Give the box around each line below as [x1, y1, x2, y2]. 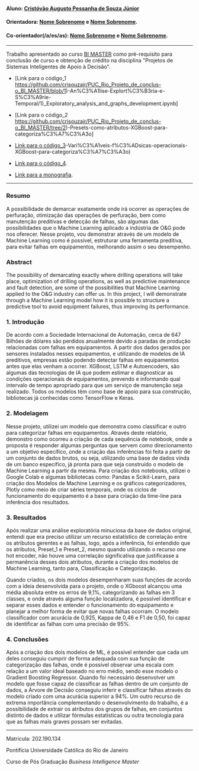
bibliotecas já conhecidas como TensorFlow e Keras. [6, 394, 135, 402]
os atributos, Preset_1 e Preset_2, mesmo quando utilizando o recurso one [6, 545, 187, 552]
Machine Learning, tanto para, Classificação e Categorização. [6, 564, 157, 571]
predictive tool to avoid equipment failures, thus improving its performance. [6, 303, 190, 310]
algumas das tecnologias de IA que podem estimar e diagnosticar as [6, 369, 174, 377]
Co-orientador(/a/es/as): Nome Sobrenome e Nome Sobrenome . [6, 31, 168, 39]
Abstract [6, 258, 33, 266]
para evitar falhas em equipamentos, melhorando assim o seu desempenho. [6, 243, 191, 250]
